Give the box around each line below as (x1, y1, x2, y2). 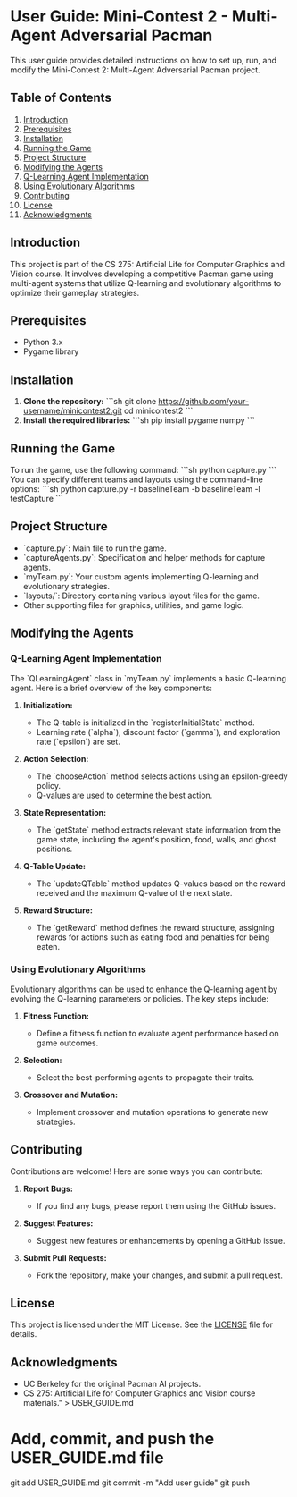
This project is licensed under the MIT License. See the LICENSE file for (10, 1319, 274, 1330)
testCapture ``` (10, 494, 63, 503)
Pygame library (22, 346, 79, 357)
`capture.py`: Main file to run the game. (22, 543, 168, 554)
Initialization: (22, 699, 73, 710)
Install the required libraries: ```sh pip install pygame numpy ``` (22, 415, 255, 426)
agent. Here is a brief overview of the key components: (10, 682, 212, 693)
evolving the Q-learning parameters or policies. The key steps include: (10, 993, 269, 1003)
